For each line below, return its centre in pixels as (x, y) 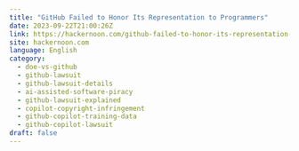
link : (19, 34)
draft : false (33, 133)
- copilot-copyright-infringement (81, 108)
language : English (43, 51)
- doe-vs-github (47, 68)
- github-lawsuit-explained (69, 100)
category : (28, 59)
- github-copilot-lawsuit (65, 125)
